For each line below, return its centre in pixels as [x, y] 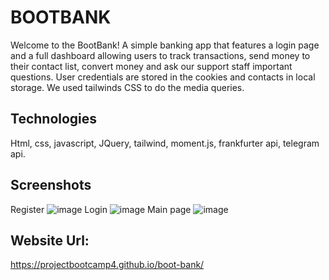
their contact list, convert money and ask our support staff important [151, 66]
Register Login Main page [101, 209]
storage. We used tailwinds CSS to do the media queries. [127, 87]
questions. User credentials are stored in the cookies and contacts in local [163, 77]
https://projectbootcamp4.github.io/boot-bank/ [107, 265]
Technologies [54, 119]
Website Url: [50, 240]
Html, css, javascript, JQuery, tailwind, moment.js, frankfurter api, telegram [165, 143]
